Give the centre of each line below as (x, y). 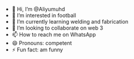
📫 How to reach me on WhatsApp (54, 35)
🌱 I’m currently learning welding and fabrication (70, 22)
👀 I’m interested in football (44, 15)
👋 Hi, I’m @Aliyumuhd (38, 9)
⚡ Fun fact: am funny (38, 50)
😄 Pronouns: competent (42, 43)
